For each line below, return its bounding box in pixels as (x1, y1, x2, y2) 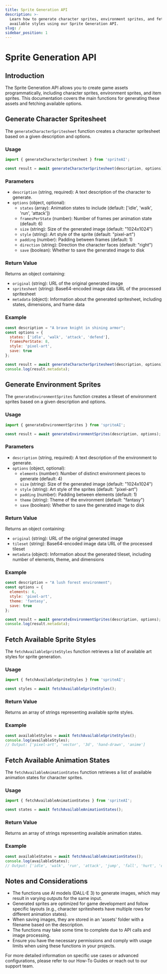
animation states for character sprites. (5, 775, 83, 781)
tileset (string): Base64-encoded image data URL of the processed (12, 541, 153, 547)
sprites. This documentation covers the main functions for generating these (5, 95, 160, 101)
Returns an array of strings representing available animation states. (5, 830, 143, 836)
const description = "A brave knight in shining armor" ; (5, 325, 126, 330)
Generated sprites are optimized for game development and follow (12, 900, 149, 907)
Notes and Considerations (5, 877, 88, 885)
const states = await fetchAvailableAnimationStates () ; (5, 807, 123, 812)
